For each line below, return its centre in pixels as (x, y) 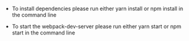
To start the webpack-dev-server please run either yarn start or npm (97, 26)
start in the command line (43, 33)
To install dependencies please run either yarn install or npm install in (97, 9)
